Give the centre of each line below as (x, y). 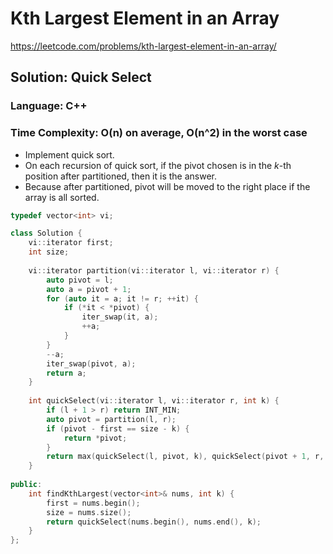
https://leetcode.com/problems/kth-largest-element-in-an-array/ (143, 46)
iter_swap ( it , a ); (120, 317)
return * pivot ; (95, 438)
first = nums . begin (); (93, 503)
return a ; (66, 373)
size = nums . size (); (89, 512)
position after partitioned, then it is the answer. (120, 176)
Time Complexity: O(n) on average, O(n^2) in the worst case (159, 133)
